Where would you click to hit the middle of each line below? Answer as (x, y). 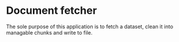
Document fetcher (52, 11)
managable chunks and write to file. (49, 32)
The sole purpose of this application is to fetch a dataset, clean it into (90, 26)
